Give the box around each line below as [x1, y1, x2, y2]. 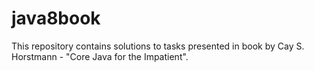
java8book [11, 7, 101, 30]
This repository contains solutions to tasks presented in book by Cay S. [11, 40, 305, 52]
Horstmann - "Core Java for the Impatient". [11, 50, 189, 62]
